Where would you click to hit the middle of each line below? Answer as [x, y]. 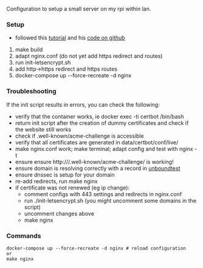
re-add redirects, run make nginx [57, 181]
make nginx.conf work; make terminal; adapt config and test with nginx [104, 149]
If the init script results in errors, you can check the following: [83, 104]
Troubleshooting [31, 91]
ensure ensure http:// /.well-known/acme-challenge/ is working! [94, 161]
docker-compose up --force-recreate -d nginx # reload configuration [96, 248]
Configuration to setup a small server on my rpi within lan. [79, 9]
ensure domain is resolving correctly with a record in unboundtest [98, 168]
